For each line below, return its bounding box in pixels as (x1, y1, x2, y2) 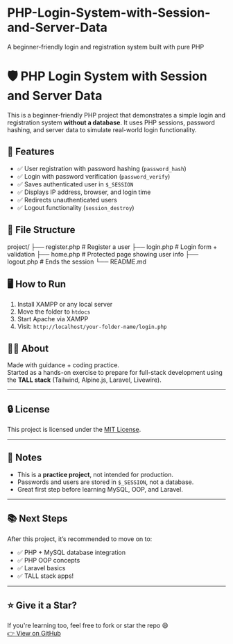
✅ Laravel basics (17, 563, 66, 572)
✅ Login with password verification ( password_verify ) (17, 172, 171, 180)
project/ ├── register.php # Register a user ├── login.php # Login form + (7, 242, 218, 251)
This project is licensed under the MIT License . (7, 425, 141, 433)
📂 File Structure (7, 224, 76, 236)
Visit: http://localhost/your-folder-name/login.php (17, 322, 168, 331)
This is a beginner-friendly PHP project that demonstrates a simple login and (7, 111, 226, 119)
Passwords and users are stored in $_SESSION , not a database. (17, 478, 194, 486)
